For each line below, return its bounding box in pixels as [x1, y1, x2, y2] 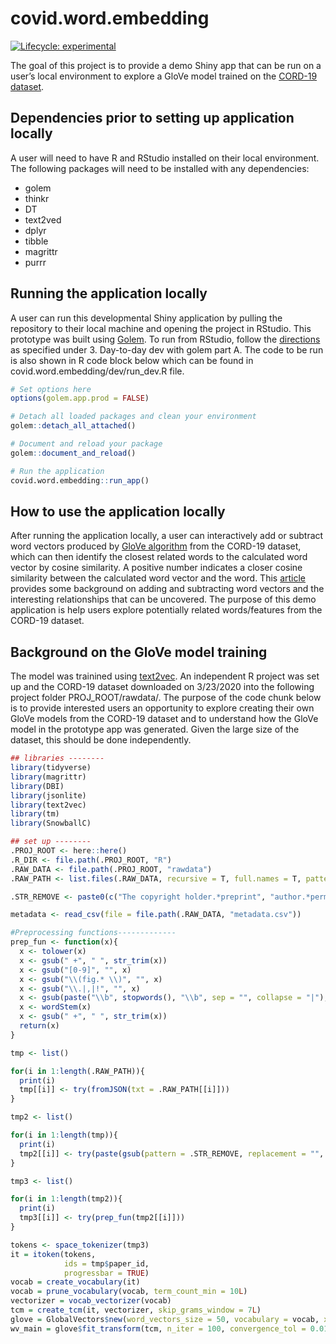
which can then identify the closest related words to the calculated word [10, 551, 308, 563]
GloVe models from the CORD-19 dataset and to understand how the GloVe [10, 713, 319, 725]
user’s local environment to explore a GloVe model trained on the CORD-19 [10, 70, 318, 82]
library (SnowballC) [10, 818, 92, 829]
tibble [24, 235, 49, 247]
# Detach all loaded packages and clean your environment [10, 412, 257, 422]
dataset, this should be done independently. [10, 734, 192, 746]
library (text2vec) [10, 800, 87, 810]
